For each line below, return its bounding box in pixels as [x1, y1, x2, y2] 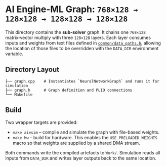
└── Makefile [5, 92, 33, 97]
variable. [5, 51, 24, 57]
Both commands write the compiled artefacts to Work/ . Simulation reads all [5, 149, 160, 155]
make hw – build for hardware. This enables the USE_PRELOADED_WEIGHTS [12, 134, 158, 140]
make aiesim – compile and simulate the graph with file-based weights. [12, 129, 160, 135]
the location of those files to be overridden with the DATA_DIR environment [5, 45, 159, 51]
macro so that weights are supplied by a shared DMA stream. [12, 140, 140, 146]
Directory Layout [5, 65, 60, 74]
